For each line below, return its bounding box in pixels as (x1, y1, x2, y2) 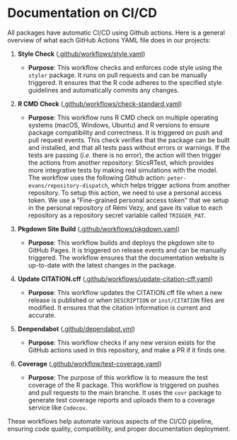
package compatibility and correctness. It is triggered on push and (28, 128, 223, 137)
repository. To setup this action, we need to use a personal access (28, 188, 222, 197)
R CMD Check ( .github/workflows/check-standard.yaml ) (17, 99, 183, 108)
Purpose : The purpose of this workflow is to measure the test (28, 373, 209, 381)
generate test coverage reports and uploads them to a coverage (28, 395, 215, 404)
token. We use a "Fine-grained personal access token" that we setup (28, 196, 229, 204)
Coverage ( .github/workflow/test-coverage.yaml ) (17, 359, 162, 368)
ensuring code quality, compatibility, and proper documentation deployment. (7, 424, 231, 433)
